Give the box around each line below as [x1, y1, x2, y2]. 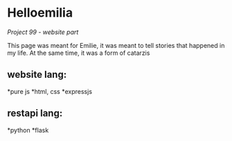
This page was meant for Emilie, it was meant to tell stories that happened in [7, 41, 225, 49]
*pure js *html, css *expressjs [7, 87, 92, 95]
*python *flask [7, 126, 49, 134]
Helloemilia [7, 5, 73, 21]
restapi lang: [7, 108, 63, 119]
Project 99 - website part [7, 28, 79, 36]
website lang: [7, 69, 67, 81]
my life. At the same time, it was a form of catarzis [7, 49, 150, 57]
